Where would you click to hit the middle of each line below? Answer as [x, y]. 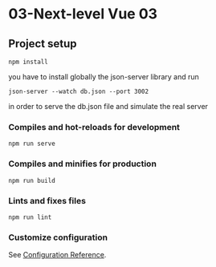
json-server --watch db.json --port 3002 [79, 91]
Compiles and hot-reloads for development [94, 127]
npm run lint [30, 217]
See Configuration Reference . [57, 255]
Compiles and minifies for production [82, 164]
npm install [28, 62]
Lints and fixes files [47, 200]
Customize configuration [58, 237]
